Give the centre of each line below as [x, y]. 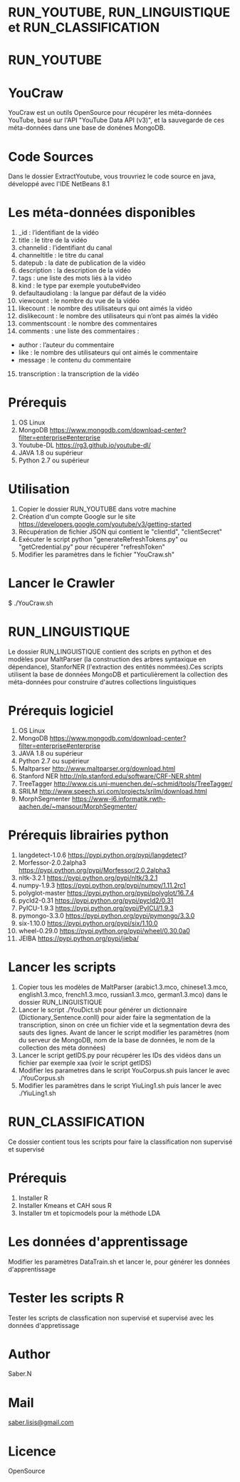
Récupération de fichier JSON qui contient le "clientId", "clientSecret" [120, 532]
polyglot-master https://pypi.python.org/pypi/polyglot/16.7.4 [106, 893]
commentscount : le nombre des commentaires [88, 324]
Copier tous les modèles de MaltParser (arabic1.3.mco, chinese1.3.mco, [123, 987]
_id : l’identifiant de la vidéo [58, 233]
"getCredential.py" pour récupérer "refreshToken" [92, 547]
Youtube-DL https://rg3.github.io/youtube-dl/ [85, 445]
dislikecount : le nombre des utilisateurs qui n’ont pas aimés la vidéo [118, 316]
